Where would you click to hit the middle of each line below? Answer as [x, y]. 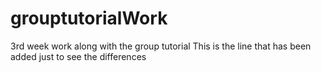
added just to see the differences [78, 56]
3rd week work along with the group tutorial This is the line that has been [161, 46]
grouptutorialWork [89, 18]
